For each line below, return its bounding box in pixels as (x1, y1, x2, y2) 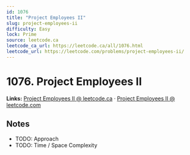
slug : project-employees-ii (6, 20, 78, 26)
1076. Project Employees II (6, 74, 142, 88)
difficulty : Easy (6, 26, 51, 32)
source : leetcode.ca (6, 37, 59, 43)
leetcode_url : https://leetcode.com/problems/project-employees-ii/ (6, 49, 185, 55)
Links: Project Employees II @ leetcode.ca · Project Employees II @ (6, 95, 175, 102)
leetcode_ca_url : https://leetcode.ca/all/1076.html (6, 43, 144, 49)
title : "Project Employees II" (6, 15, 86, 21)
